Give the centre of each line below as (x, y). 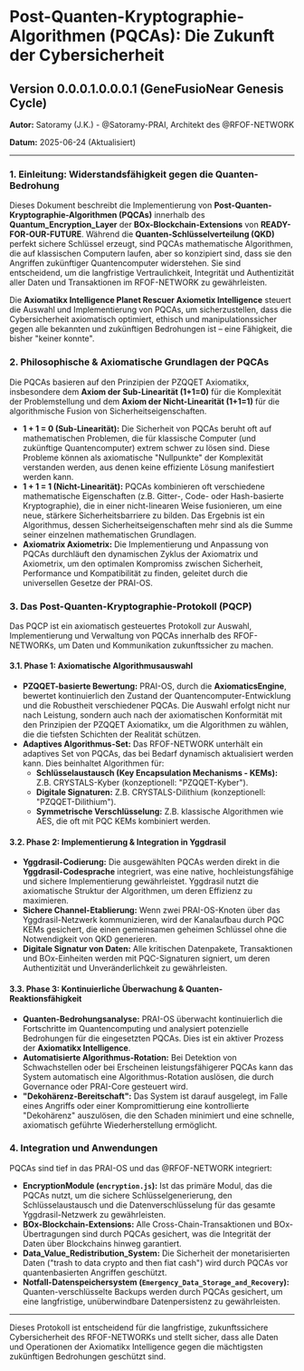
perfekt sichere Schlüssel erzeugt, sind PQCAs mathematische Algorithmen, (152, 244)
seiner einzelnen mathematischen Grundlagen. (109, 534)
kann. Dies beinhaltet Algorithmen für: (93, 763)
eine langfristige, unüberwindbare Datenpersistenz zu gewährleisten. (151, 1301)
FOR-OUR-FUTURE (46, 234)
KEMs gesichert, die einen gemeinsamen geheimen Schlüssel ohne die (155, 930)
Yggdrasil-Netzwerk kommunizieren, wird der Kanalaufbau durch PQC (153, 920)
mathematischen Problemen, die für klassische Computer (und (139, 438)
